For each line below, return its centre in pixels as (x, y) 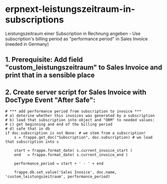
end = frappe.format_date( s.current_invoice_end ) (71, 155)
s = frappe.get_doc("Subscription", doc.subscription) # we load (83, 138)
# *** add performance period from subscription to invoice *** (73, 111)
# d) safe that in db (28, 129)
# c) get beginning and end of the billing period (59, 125)
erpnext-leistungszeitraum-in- (70, 9)
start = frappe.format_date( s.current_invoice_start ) (74, 151)
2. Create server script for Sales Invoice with (76, 92)
